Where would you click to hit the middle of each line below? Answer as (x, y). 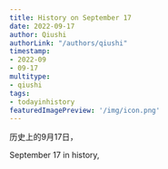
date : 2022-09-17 (42, 26)
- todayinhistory (42, 102)
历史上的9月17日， (44, 137)
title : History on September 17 (70, 18)
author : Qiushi (38, 34)
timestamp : (30, 52)
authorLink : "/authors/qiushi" (69, 43)
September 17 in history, (54, 155)
